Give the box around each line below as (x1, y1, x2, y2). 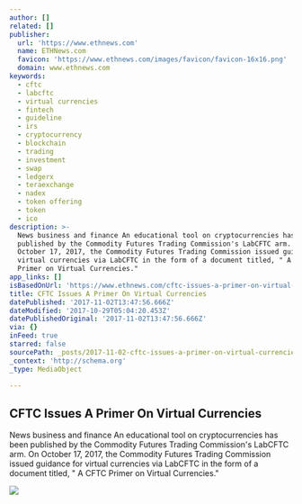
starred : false (9, 339, 67, 348)
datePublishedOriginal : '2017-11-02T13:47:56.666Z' (9, 314, 207, 324)
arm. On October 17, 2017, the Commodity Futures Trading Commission (9, 449, 271, 460)
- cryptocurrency (17, 130, 83, 139)
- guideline (17, 113, 63, 122)
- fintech (17, 105, 54, 114)
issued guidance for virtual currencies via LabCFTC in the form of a (9, 458, 259, 469)
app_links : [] (9, 273, 63, 282)
